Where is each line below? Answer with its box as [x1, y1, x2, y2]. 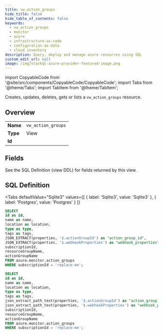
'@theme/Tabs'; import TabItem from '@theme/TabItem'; [5, 85, 118, 91]
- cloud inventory [9, 48, 47, 52]
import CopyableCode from [5, 75, 60, 80]
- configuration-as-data [9, 43, 60, 48]
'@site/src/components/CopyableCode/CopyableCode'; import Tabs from [5, 80, 153, 85]
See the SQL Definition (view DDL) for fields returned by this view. [5, 167, 137, 173]
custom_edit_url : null [5, 57, 51, 62]
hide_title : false [5, 12, 42, 16]
